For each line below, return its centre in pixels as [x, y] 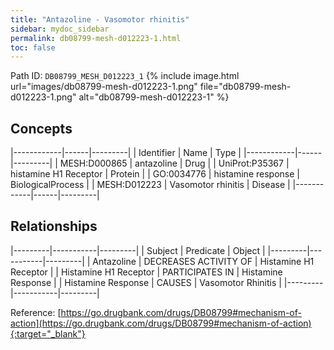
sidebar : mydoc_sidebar [60, 29]
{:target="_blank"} [48, 333]
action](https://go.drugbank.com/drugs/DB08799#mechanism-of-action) [161, 323]
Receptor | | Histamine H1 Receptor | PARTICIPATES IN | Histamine [146, 272]
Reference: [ [36, 312]
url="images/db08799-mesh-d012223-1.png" [104, 87]
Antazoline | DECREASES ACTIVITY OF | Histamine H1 [203, 261]
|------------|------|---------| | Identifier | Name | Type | [126, 153]
